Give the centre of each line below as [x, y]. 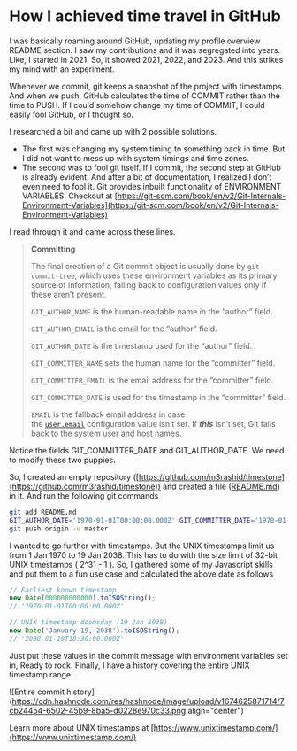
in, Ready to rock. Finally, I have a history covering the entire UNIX [129, 665]
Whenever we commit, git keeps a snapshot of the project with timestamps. [147, 86]
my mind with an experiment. [62, 69]
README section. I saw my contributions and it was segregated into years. [145, 50]
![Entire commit [37, 692]
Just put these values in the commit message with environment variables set [148, 655]
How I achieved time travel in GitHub [145, 16]
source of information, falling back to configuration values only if [148, 284]
